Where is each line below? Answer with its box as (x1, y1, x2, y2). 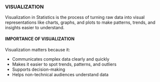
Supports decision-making (12, 66, 65, 72)
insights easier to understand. (5, 25, 64, 31)
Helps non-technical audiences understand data (12, 71, 109, 77)
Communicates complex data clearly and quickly (12, 56, 110, 62)
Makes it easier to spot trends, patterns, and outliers (12, 61, 117, 67)
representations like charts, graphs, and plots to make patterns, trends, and (5, 19, 156, 25)
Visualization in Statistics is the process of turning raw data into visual (5, 15, 145, 20)
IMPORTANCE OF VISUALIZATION (5, 35, 75, 42)
